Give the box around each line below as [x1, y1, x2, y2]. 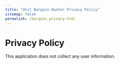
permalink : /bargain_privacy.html [5, 16, 76, 21]
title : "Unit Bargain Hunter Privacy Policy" [5, 7, 100, 12]
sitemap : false [5, 12, 36, 17]
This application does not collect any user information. [5, 53, 116, 59]
